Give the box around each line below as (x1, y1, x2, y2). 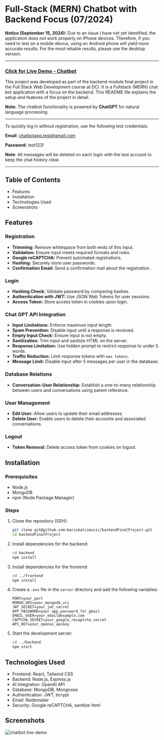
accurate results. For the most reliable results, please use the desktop (5, 46, 145, 51)
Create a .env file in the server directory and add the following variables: (12, 587, 159, 593)
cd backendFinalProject (12, 532, 61, 537)
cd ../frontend (12, 573, 43, 578)
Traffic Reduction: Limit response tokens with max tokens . (12, 354, 129, 359)
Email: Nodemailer (12, 697, 49, 703)
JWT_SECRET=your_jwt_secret (12, 605, 69, 610)
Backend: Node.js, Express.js (12, 676, 71, 682)
